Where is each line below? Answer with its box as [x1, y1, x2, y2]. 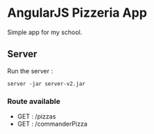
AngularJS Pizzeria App [7, 5, 148, 21]
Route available [7, 96, 61, 106]
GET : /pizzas [17, 112, 56, 121]
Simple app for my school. [7, 28, 82, 36]
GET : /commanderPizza [17, 120, 88, 128]
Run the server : [7, 66, 54, 75]
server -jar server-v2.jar [7, 80, 86, 87]
